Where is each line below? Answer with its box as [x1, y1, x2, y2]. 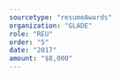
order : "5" [9, 37, 49, 47]
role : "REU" [9, 29, 53, 38]
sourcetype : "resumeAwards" [9, 12, 113, 22]
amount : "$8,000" [9, 54, 73, 63]
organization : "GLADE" [9, 21, 93, 30]
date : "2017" [9, 46, 57, 55]
